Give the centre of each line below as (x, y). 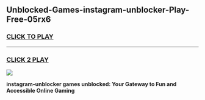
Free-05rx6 (29, 20)
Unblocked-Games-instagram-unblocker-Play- (98, 10)
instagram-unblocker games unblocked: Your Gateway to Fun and (92, 84)
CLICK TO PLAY (30, 37)
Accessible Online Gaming (41, 90)
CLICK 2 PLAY (27, 59)
